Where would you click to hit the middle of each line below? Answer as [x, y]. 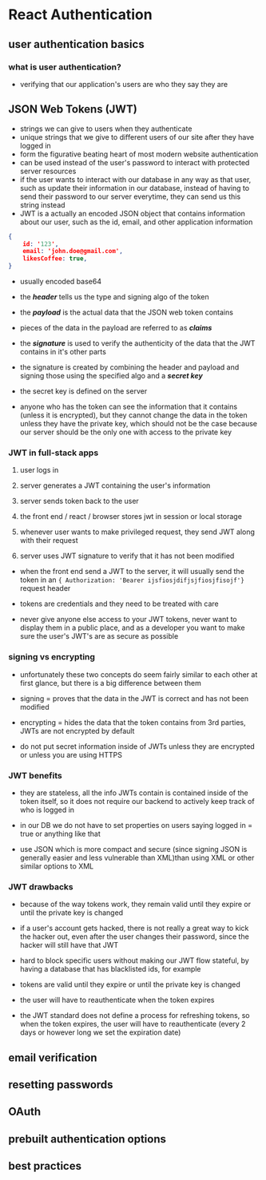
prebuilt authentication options [87, 1139]
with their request [49, 541]
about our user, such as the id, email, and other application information [136, 222]
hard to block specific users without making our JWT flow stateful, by [134, 960]
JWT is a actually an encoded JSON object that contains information [133, 213]
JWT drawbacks [41, 886]
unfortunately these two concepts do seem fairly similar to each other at [139, 674]
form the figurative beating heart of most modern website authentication [139, 154]
